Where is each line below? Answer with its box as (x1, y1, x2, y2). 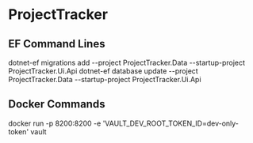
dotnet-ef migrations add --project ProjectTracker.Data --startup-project (8, 58, 246, 67)
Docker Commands (8, 97, 105, 111)
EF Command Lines (8, 37, 105, 51)
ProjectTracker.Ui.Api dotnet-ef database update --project (8, 66, 198, 76)
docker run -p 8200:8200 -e (8, 119, 102, 128)
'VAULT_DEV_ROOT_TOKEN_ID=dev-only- (102, 119, 240, 128)
